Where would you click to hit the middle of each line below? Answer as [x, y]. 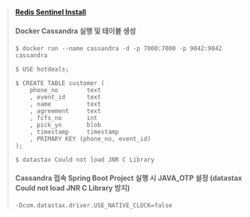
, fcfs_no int [64, 118]
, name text [65, 104]
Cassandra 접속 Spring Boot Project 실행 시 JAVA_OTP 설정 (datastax [129, 178]
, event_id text [65, 97]
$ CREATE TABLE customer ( [60, 83]
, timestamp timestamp [74, 132]
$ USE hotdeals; [42, 69]
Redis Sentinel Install [51, 12]
